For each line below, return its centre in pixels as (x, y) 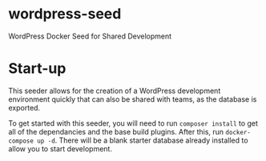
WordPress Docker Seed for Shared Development (90, 36)
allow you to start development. (60, 148)
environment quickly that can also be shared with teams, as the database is (133, 99)
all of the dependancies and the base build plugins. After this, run (116, 131)
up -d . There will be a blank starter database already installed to (143, 140)
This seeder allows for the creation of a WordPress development (115, 91)
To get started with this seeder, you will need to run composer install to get (133, 123)
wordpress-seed (65, 14)
